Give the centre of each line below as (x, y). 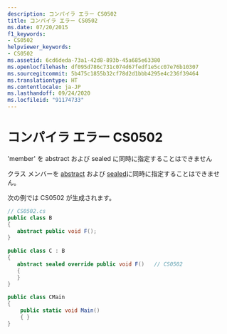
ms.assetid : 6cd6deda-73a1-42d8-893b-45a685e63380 (84, 61)
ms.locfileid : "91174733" (46, 100)
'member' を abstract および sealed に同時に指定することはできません (110, 158)
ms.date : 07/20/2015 (38, 27)
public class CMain (36, 297)
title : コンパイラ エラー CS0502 (53, 21)
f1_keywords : (27, 34)
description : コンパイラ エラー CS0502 (62, 14)
